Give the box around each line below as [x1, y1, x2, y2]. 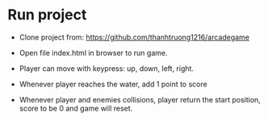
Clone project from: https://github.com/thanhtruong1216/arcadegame [19, 32, 249, 42]
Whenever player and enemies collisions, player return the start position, [19, 94, 262, 104]
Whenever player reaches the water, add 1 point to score [19, 79, 207, 89]
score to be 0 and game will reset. [19, 103, 133, 113]
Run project [7, 6, 87, 24]
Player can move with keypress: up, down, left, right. [19, 63, 195, 73]
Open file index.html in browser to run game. [19, 48, 168, 57]
